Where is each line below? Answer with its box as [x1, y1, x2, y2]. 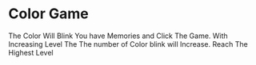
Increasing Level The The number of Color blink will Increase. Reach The [8, 39, 248, 48]
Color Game [8, 5, 90, 23]
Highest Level [8, 48, 54, 57]
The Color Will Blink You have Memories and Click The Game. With [8, 31, 228, 40]
